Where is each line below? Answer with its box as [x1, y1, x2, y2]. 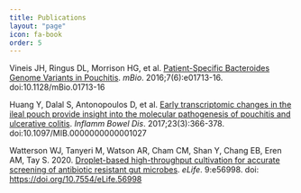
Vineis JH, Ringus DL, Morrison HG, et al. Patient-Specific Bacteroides [9, 63, 270, 74]
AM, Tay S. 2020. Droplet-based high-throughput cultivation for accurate [9, 154, 281, 166]
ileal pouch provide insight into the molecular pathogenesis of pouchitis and [9, 109, 291, 119]
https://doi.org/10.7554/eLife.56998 [9, 174, 142, 185]
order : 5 [9, 38, 42, 48]
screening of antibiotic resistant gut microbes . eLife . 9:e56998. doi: [9, 164, 260, 175]
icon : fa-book [9, 30, 63, 39]
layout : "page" [9, 22, 67, 31]
